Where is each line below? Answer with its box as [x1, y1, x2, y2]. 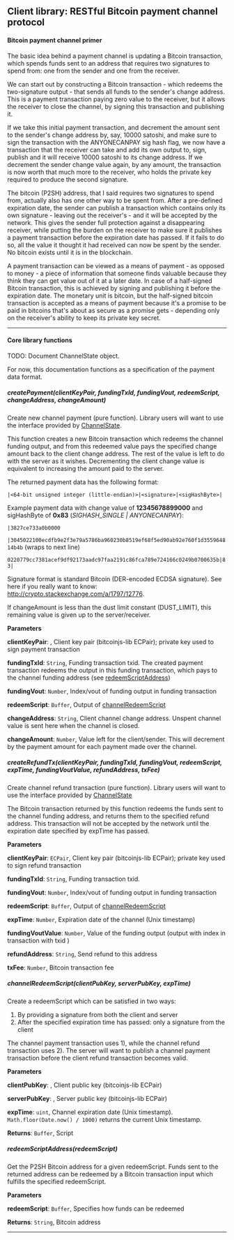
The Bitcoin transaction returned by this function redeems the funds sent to [7, 804, 224, 812]
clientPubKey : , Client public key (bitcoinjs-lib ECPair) [7, 1081, 162, 1089]
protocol [7, 17, 45, 29]
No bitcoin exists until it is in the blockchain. [7, 248, 133, 256]
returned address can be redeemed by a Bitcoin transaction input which [7, 1169, 214, 1178]
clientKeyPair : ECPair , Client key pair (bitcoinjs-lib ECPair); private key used [7, 854, 226, 862]
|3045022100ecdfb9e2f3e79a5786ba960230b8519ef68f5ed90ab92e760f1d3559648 [7, 537, 226, 544]
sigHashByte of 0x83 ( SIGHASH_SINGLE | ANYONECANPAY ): [7, 511, 185, 519]
